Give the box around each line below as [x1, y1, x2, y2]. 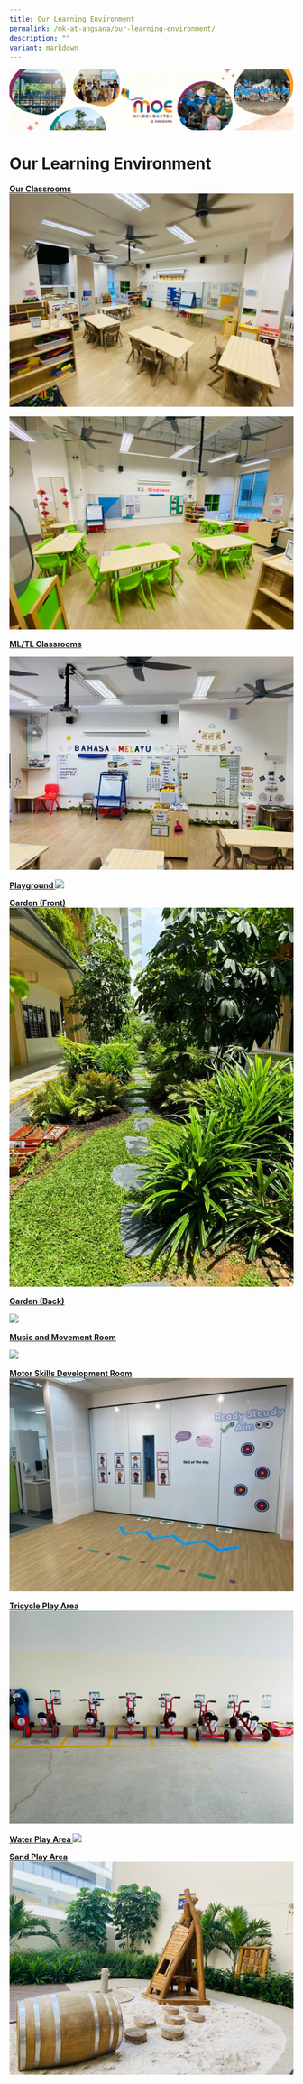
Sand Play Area [9, 1851, 69, 1863]
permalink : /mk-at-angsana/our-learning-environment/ [9, 23, 216, 33]
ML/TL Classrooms [9, 638, 83, 649]
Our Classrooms [9, 183, 72, 194]
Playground [9, 880, 54, 891]
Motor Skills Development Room [9, 1368, 133, 1379]
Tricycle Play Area [9, 1600, 79, 1611]
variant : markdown [9, 43, 78, 52]
